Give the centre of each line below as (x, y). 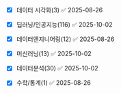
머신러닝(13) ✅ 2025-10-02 (54, 54)
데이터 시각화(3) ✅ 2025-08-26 (59, 10)
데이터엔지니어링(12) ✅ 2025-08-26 (65, 39)
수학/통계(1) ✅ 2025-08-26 (54, 83)
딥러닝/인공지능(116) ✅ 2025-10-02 (64, 25)
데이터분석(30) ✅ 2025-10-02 (57, 68)
